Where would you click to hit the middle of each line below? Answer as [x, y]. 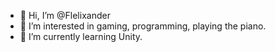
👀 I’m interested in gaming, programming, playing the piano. [143, 26]
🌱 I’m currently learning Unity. [81, 36]
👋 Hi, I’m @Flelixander [65, 15]
